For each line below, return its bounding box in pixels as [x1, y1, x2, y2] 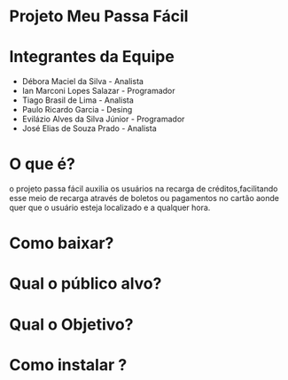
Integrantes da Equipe [9, 47, 175, 67]
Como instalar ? [9, 354, 128, 375]
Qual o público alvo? [9, 274, 162, 294]
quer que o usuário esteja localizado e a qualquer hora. [9, 202, 211, 213]
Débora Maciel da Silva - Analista [21, 76, 144, 87]
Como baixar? [9, 233, 114, 253]
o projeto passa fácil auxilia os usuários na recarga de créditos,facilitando [9, 183, 278, 194]
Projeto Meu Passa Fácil [9, 6, 189, 27]
